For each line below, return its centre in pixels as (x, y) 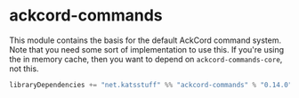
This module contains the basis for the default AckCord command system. (145, 40)
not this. (24, 69)
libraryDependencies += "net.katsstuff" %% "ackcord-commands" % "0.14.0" (151, 85)
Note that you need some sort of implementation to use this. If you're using (147, 49)
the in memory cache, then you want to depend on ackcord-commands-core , (146, 59)
